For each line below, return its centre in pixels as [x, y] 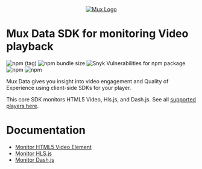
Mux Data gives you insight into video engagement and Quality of [87, 81]
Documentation [46, 130]
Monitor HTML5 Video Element [53, 147]
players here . [23, 106]
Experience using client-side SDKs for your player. [69, 88]
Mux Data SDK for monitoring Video [97, 34]
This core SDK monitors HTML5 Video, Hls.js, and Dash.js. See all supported [101, 99]
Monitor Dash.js [34, 159]
